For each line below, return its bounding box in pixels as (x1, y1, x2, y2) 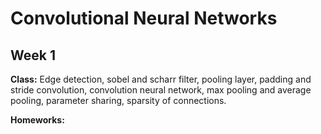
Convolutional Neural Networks (10, 7, 278, 30)
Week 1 (10, 47, 56, 64)
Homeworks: (10, 114, 65, 126)
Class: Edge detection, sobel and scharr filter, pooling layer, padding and (10, 73, 312, 85)
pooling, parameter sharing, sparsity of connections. (10, 95, 227, 106)
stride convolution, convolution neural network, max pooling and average (10, 84, 312, 96)
